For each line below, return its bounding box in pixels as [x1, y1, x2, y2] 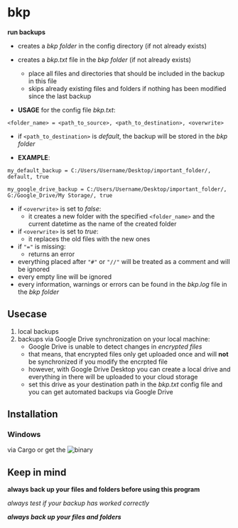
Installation [7, 408, 58, 421]
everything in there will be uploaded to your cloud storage [28, 372, 198, 381]
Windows [7, 430, 41, 440]
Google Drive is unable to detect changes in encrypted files [28, 342, 202, 351]
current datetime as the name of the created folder [28, 219, 177, 228]
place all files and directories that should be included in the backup [28, 69, 225, 78]
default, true [7, 173, 50, 180]
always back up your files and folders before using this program [7, 485, 200, 494]
